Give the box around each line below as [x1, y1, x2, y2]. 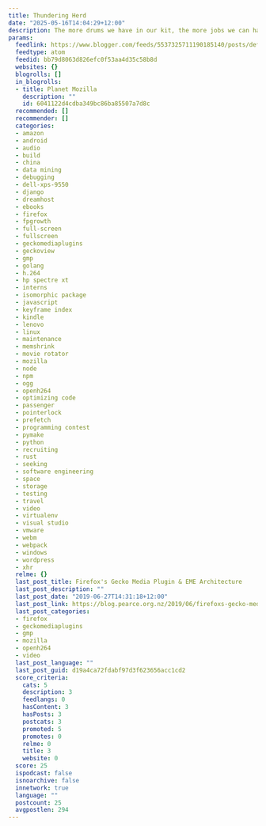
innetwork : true [15, 784, 69, 792]
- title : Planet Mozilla [15, 85, 97, 93]
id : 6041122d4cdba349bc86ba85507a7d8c [22, 100, 150, 108]
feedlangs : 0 [22, 695, 66, 704]
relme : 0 [22, 740, 51, 748]
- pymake [15, 430, 44, 439]
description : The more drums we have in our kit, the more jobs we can [8, 26, 249, 34]
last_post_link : [15, 600, 69, 608]
